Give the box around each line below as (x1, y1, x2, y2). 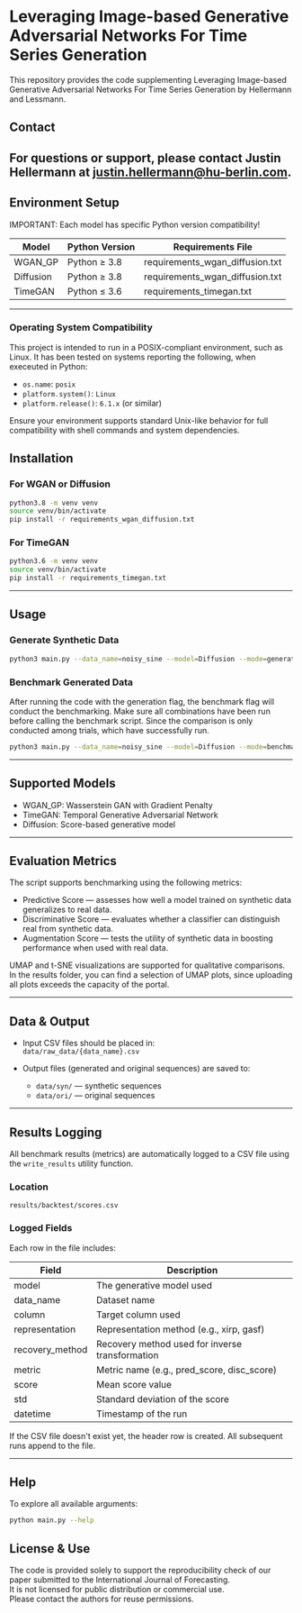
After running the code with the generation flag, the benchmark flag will (9, 696, 275, 706)
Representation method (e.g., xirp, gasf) (95, 1323, 265, 1335)
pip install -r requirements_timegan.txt (9, 574, 167, 583)
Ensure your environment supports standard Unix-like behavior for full (9, 415, 269, 425)
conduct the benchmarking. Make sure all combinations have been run (9, 706, 271, 716)
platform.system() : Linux (22, 387, 117, 398)
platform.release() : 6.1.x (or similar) (22, 397, 162, 408)
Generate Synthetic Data (9, 633, 120, 646)
